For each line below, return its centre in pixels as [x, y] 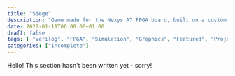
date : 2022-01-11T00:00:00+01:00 [56, 26]
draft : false [26, 33]
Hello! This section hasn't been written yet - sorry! [80, 65]
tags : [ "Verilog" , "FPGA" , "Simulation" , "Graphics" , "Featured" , [108, 39]
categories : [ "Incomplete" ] [48, 46]
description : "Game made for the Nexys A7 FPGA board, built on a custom [117, 20]
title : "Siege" [29, 13]
